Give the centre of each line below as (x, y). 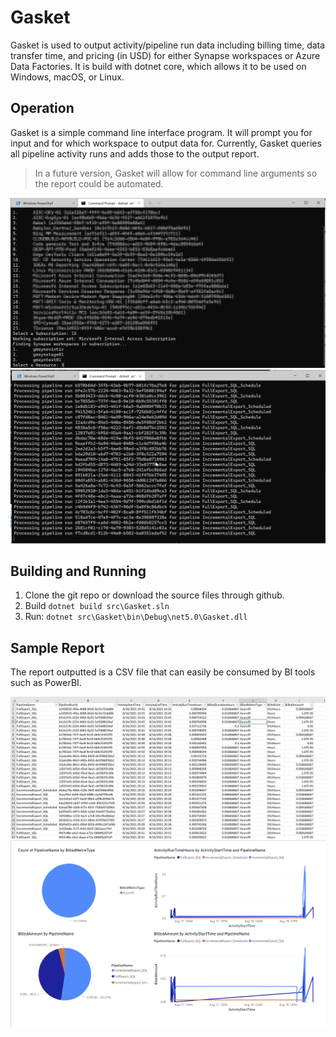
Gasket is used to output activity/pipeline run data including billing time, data (168, 45)
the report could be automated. (99, 183)
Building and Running (78, 571)
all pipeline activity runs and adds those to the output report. (135, 153)
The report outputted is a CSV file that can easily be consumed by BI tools (163, 672)
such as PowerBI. (46, 683)
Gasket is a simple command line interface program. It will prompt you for (161, 132)
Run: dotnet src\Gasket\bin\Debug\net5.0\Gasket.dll (136, 617)
